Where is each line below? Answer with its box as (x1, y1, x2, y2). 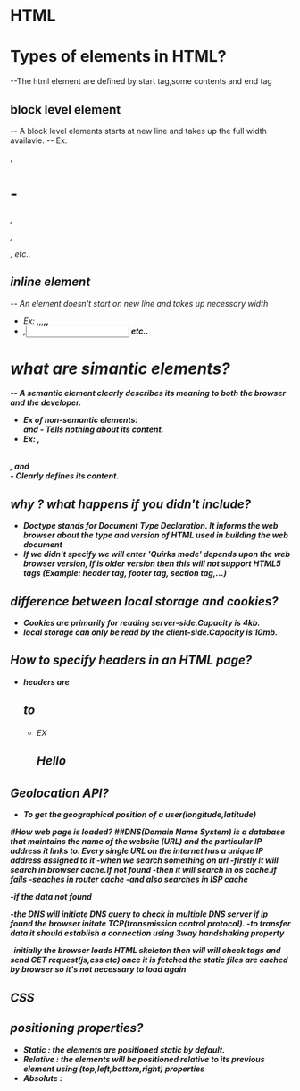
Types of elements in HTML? (10, 47, 227, 67)
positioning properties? (10, 1020, 144, 1036)
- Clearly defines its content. (10, 470, 120, 481)
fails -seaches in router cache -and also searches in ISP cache (10, 874, 249, 885)
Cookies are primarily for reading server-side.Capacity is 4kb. (22, 618, 261, 629)
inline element (10, 275, 91, 290)
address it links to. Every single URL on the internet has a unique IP (10, 846, 264, 857)
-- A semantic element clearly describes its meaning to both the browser (10, 388, 287, 399)
